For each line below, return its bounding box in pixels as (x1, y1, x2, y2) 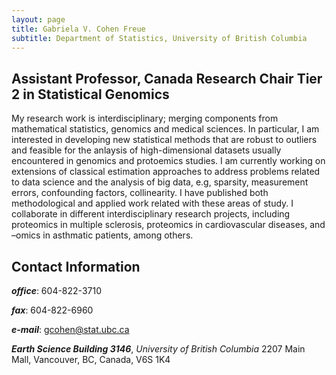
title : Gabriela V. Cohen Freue (11, 24, 146, 34)
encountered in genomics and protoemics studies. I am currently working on (11, 155, 326, 167)
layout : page (11, 14, 66, 25)
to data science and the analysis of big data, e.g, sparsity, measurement (11, 176, 309, 188)
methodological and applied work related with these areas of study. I (11, 197, 294, 210)
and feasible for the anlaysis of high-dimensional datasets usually (11, 144, 282, 156)
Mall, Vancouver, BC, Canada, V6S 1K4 (11, 354, 171, 365)
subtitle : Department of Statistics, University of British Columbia (11, 33, 308, 43)
